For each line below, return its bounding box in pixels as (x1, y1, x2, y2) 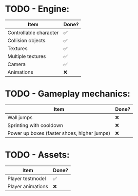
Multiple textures (7, 53, 46, 59)
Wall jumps (7, 114, 33, 121)
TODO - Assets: (5, 149, 70, 160)
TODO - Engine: (5, 3, 70, 15)
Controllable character (7, 29, 59, 36)
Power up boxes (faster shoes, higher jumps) (7, 130, 111, 137)
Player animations (7, 183, 49, 190)
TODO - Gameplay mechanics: (5, 89, 131, 99)
